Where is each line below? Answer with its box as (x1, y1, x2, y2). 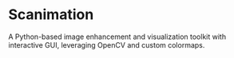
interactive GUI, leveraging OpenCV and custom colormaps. (8, 40, 205, 49)
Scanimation (8, 6, 94, 24)
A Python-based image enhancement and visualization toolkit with (8, 32, 226, 41)
